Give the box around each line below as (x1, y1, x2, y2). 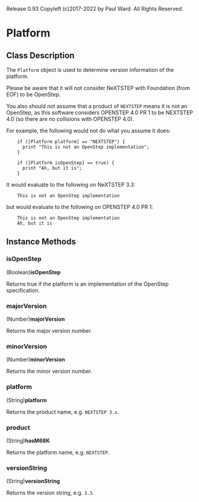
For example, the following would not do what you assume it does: (6, 127, 171, 134)
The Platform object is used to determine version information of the (6, 66, 174, 73)
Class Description (6, 50, 75, 60)
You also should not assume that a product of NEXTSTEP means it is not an (6, 103, 188, 109)
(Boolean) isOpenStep (6, 268, 61, 275)
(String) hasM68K (6, 437, 50, 444)
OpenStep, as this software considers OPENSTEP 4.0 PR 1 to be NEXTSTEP (6, 109, 194, 116)
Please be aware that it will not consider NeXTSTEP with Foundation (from (6, 85, 191, 91)
